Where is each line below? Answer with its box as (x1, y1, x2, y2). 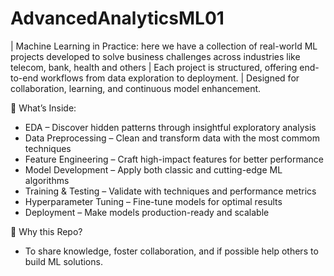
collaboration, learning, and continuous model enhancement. (10, 82, 262, 94)
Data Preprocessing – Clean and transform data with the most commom (24, 132, 320, 144)
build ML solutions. (24, 255, 103, 267)
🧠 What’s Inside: (10, 102, 77, 114)
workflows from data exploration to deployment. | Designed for (40, 72, 300, 84)
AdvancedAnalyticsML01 (10, 7, 225, 30)
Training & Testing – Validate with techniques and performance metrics (24, 185, 317, 197)
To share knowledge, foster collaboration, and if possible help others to (24, 245, 319, 257)
